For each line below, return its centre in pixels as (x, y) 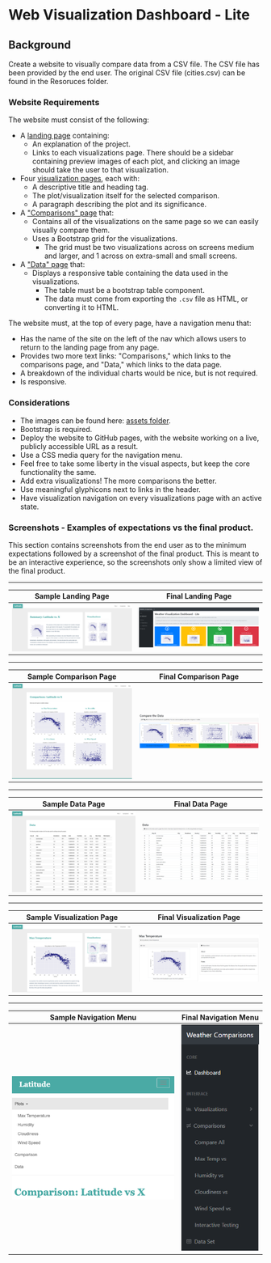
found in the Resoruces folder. (58, 81)
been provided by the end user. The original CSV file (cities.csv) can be (127, 73)
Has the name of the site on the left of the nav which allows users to (133, 339)
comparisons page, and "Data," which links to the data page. (121, 365)
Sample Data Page (74, 803)
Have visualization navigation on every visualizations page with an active (141, 498)
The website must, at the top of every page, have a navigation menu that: (130, 323)
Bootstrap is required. (56, 429)
